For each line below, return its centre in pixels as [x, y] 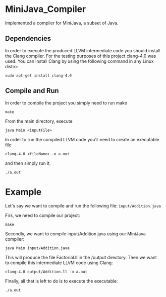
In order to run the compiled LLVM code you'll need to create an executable [82, 139]
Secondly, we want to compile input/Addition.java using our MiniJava [76, 234]
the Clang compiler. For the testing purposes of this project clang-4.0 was [81, 56]
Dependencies [28, 39]
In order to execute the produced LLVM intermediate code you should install [83, 50]
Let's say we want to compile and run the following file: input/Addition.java [83, 205]
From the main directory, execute [39, 121]
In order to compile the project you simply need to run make [66, 102]
